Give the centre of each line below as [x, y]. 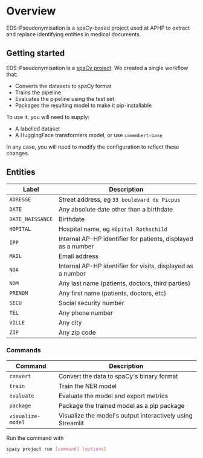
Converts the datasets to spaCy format [63, 86]
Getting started [36, 53]
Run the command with [35, 438]
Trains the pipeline [38, 92]
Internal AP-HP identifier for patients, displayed [126, 239]
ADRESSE [20, 199]
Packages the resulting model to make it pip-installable [83, 105]
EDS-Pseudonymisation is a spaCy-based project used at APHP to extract [98, 28]
